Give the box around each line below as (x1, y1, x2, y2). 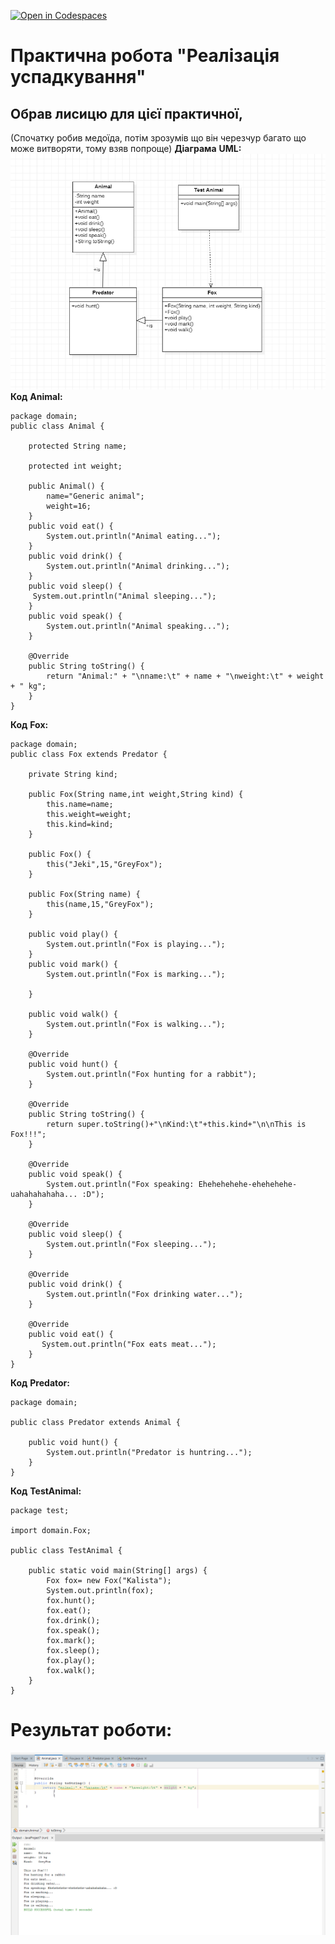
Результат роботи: (10, 1718, 173, 1741)
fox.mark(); (46, 1635, 97, 1645)
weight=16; (46, 501, 92, 511)
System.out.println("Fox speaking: (46, 1179, 195, 1189)
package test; (10, 1505, 70, 1515)
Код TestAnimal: (10, 1485, 82, 1497)
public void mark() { (28, 959, 118, 969)
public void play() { (28, 929, 118, 939)
